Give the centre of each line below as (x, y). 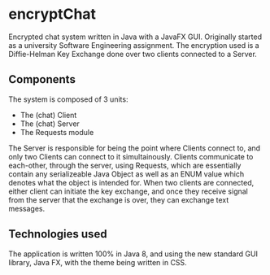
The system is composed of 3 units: (68, 99)
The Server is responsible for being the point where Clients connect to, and (135, 148)
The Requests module (57, 132)
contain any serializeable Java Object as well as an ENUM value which (126, 174)
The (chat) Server (50, 124)
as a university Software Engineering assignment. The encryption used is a (134, 45)
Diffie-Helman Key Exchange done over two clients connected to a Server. (133, 54)
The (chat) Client (48, 115)
